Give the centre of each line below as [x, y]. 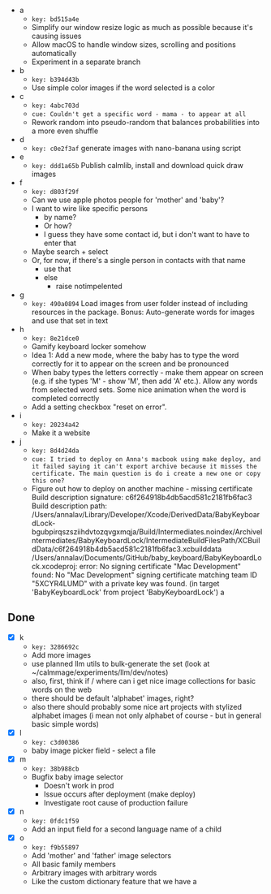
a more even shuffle [65, 131]
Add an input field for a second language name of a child [127, 829]
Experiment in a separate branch [86, 62]
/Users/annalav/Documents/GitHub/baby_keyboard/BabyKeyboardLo [146, 557]
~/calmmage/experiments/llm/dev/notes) [100, 672]
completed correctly [65, 398]
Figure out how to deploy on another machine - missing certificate [142, 488]
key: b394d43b [55, 80]
